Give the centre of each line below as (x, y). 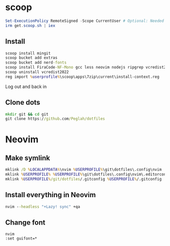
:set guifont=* (21, 239)
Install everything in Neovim (51, 195)
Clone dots (23, 102)
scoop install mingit (28, 53)
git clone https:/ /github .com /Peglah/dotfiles (55, 119)
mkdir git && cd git (27, 114)
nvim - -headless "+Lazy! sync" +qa (43, 207)
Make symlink (28, 158)
